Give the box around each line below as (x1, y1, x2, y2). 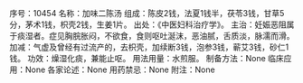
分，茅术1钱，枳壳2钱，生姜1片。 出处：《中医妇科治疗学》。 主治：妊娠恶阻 (9, 19, 287, 30)
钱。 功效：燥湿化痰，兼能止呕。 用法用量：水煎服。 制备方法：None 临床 (9, 53, 285, 63)
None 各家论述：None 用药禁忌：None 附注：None (24, 64, 215, 75)
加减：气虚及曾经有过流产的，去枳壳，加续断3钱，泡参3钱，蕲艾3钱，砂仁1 (9, 41, 289, 52)
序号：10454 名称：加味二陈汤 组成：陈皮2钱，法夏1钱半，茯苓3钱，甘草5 (9, 8, 285, 18)
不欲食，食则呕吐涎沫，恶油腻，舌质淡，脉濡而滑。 (103, 31, 295, 41)
